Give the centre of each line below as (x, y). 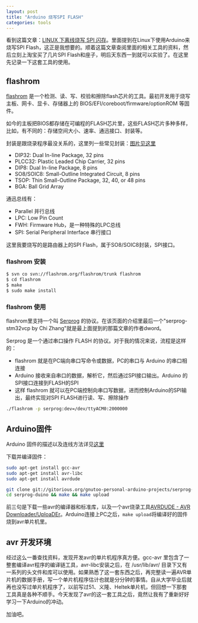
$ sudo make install (32, 291)
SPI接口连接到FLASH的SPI (47, 383)
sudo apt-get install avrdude (43, 479)
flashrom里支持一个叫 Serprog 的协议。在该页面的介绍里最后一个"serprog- (97, 321)
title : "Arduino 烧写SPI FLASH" (45, 17)
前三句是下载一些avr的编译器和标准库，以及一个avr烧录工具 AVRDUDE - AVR (98, 507)
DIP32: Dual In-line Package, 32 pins (59, 155)
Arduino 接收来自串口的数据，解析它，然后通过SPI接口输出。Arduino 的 (101, 376)
